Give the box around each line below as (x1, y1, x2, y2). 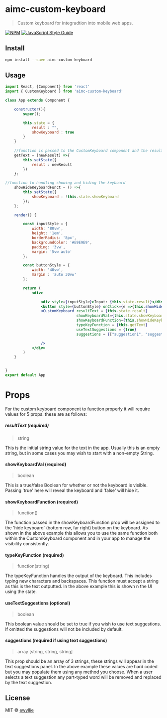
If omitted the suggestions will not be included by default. (5, 626, 123, 632)
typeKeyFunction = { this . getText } (76, 323, 148, 328)
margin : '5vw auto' (31, 249, 72, 254)
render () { (14, 213, 37, 218)
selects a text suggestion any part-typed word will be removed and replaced (5, 674, 162, 680)
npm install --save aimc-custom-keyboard (5, 57, 92, 62)
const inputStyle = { (23, 222, 68, 227)
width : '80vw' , (31, 226, 64, 231)
